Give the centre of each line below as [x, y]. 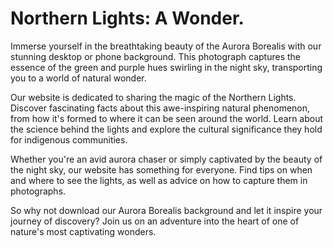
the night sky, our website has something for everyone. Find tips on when [161, 169]
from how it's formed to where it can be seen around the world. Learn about [167, 118]
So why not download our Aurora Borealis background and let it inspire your [166, 210]
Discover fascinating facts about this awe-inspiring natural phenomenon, [160, 108]
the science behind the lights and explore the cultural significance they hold [166, 129]
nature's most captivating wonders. [83, 231]
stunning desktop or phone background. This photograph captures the [155, 56]
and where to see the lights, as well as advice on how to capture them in [159, 180]
